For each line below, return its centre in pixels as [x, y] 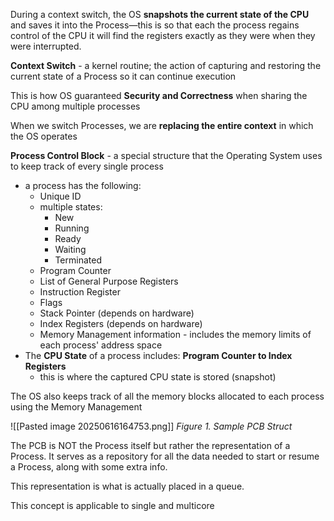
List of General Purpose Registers [109, 281]
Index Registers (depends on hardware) [121, 323]
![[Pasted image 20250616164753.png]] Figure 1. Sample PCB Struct [151, 426]
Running [72, 228]
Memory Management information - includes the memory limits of [175, 334]
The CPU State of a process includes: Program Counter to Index [158, 355]
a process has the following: [83, 185]
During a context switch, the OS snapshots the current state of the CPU [160, 14]
